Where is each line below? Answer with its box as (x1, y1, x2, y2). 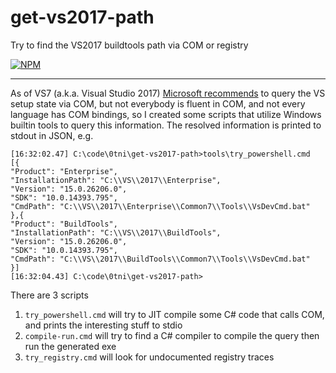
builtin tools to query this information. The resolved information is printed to (10, 119, 322, 131)
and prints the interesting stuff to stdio (24, 319, 183, 331)
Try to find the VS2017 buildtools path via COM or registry (10, 39, 249, 51)
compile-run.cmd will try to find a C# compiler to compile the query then (24, 329, 320, 341)
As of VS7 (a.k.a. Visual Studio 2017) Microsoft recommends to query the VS (10, 87, 326, 99)
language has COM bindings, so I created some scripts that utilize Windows (10, 108, 322, 120)
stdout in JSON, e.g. (10, 129, 94, 141)
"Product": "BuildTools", (10, 219, 118, 229)
